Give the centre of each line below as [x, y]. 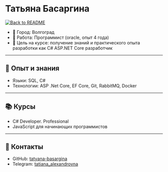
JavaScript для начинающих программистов [60, 126]
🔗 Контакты [24, 147]
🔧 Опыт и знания [32, 69]
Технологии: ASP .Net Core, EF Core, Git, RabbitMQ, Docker [74, 86]
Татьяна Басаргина [47, 9]
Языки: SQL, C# [29, 80]
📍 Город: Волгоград [33, 32]
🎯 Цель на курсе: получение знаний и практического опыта [76, 42]
